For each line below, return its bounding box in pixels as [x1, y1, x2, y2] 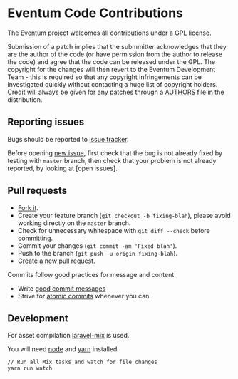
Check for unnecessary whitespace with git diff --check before [17, 226, 210, 234]
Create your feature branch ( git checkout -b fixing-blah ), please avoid [17, 211, 232, 219]
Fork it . [17, 203, 39, 212]
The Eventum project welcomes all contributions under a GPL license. [7, 28, 212, 37]
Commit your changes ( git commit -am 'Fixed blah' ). [17, 241, 177, 250]
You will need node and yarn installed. [7, 345, 120, 353]
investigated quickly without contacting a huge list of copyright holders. [7, 80, 218, 88]
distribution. [7, 95, 43, 104]
